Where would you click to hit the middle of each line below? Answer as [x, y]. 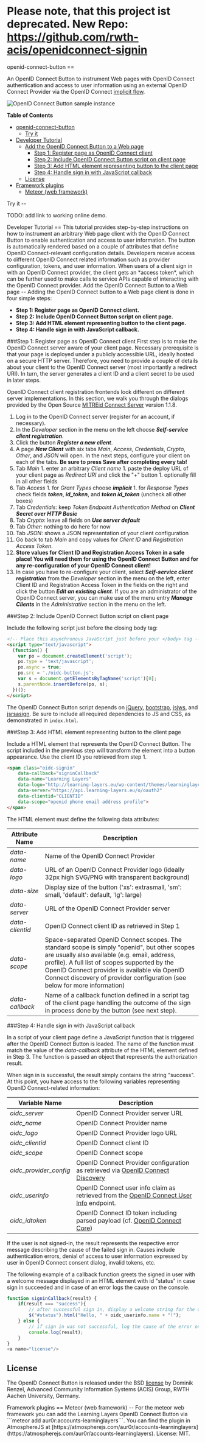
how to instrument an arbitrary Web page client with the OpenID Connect [99, 233]
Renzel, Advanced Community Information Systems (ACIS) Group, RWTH [99, 1389]
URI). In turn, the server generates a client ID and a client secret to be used [101, 373]
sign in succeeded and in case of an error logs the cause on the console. [99, 1287]
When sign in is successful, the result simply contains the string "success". [101, 1075]
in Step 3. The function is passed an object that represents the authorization [102, 1056]
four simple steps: [30, 298]
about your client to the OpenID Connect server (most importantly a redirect [102, 367]
